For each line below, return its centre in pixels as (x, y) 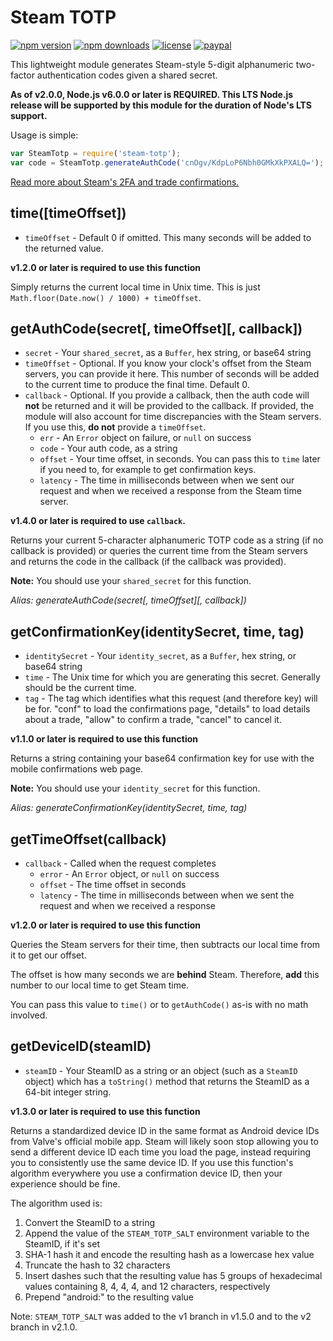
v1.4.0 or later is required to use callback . (98, 521)
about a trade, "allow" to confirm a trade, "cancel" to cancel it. (153, 720)
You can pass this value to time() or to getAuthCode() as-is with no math (159, 1004)
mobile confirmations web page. (77, 769)
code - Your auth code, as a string (108, 448)
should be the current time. (80, 688)
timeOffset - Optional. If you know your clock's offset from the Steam (168, 363)
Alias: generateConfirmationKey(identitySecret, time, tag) (129, 808)
